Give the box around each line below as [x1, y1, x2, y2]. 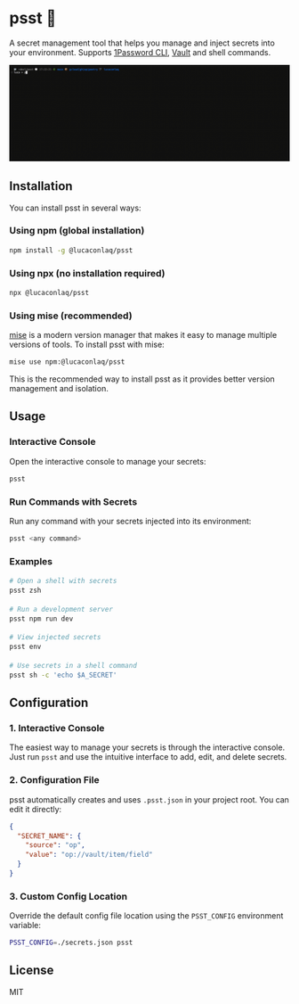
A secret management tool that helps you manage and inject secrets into [9, 37, 276, 48]
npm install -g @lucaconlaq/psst [9, 245, 133, 255]
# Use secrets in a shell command [9, 661, 138, 670]
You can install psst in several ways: [9, 202, 141, 213]
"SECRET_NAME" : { [17, 831, 82, 841]
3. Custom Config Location [9, 890, 127, 902]
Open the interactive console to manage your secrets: [9, 456, 206, 466]
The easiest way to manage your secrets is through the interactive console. [9, 742, 286, 753]
